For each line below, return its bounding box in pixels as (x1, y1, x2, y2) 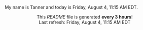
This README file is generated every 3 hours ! (37, 14, 133, 19)
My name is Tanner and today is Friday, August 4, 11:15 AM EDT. (5, 4, 138, 10)
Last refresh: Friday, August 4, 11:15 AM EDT (39, 19, 131, 25)
